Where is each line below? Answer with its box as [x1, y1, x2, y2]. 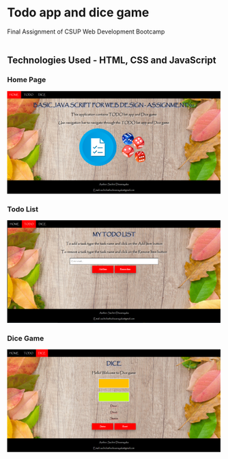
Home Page [7, 75, 46, 85]
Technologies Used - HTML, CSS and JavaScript [7, 55, 216, 66]
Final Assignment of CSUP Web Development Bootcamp [7, 27, 165, 36]
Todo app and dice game [7, 5, 149, 21]
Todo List [7, 204, 39, 213]
